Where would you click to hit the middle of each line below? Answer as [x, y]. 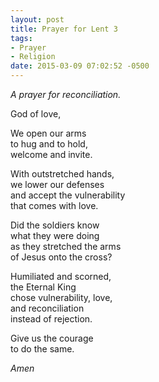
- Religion [33, 57]
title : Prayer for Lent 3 [64, 29]
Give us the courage [52, 338]
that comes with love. [54, 205]
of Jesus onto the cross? [61, 257]
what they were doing [55, 235]
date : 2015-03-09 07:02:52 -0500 [80, 66]
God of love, [36, 114]
